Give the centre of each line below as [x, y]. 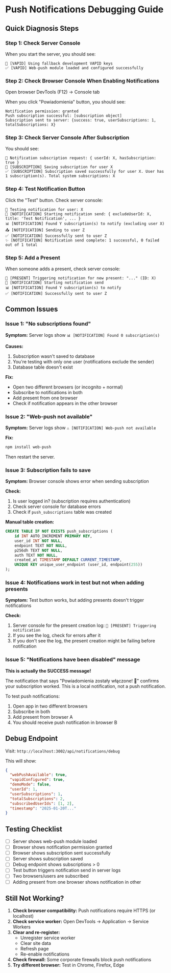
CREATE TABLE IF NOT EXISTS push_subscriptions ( [59, 532]
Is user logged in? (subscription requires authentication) [72, 501]
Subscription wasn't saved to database [54, 356]
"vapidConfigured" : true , [38, 780]
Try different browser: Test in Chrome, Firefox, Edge [68, 965]
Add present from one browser [45, 398]
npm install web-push [28, 447]
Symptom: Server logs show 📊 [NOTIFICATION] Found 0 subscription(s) [82, 335]
